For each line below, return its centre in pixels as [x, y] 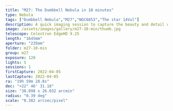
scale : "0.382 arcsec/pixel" [37, 100]
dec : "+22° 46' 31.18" [30, 86]
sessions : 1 [18, 67]
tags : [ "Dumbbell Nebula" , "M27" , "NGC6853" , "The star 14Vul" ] [72, 19]
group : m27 [17, 53]
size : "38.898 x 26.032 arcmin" [40, 91]
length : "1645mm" [24, 39]
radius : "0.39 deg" [26, 96]
